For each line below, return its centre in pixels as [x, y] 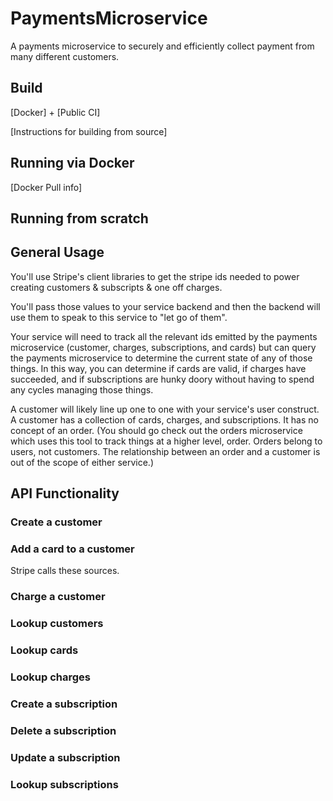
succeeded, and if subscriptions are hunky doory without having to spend [162, 379]
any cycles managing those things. [82, 389]
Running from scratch [79, 218]
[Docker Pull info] [46, 187]
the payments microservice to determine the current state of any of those [161, 358]
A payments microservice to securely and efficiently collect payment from [162, 46]
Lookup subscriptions [64, 784]
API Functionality [65, 493]
